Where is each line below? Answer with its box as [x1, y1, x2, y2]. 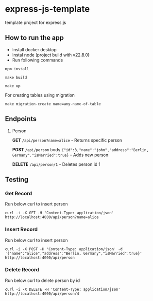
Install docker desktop [12, 46, 57, 52]
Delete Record [5, 266, 39, 273]
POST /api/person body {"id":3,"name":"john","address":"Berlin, [12, 146, 149, 152]
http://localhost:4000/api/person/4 [5, 291, 79, 296]
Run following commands [12, 57, 63, 63]
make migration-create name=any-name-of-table [5, 101, 101, 106]
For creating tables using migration [5, 92, 75, 98]
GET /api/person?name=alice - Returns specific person [12, 137, 122, 143]
